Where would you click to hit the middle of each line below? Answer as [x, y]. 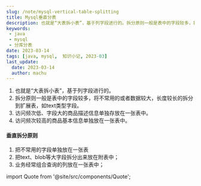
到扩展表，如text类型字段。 [48, 106]
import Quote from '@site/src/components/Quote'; [68, 176]
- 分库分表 [21, 45]
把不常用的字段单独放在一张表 [51, 150]
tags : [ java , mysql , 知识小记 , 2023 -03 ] [57, 56]
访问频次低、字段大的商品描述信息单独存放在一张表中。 [83, 113]
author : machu [29, 73]
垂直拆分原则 [22, 135]
